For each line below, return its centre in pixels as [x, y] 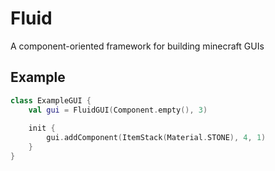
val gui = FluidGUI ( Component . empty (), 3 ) [118, 110]
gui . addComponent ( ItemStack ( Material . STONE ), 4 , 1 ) [156, 138]
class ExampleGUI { [51, 100]
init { [42, 128]
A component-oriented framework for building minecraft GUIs [137, 46]
